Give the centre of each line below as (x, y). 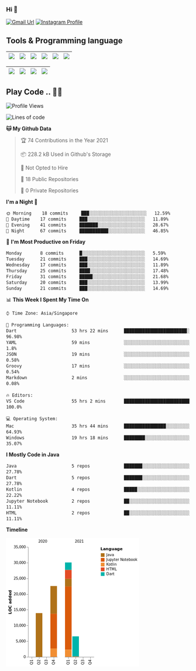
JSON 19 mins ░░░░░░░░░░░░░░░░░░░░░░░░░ (98, 354)
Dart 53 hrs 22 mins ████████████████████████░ (98, 331)
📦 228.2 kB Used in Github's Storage (66, 154)
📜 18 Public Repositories (49, 179)
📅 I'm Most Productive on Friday (46, 241)
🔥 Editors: (20, 395)
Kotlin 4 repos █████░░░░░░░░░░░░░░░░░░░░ (98, 489)
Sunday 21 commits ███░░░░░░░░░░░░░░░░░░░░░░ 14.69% (87, 288)
